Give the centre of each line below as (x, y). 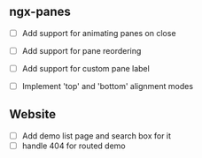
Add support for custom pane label (86, 68)
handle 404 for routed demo (74, 146)
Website (32, 114)
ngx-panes (40, 12)
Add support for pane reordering (82, 50)
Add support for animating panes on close (99, 33)
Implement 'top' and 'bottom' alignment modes (107, 86)
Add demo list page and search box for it (96, 135)
